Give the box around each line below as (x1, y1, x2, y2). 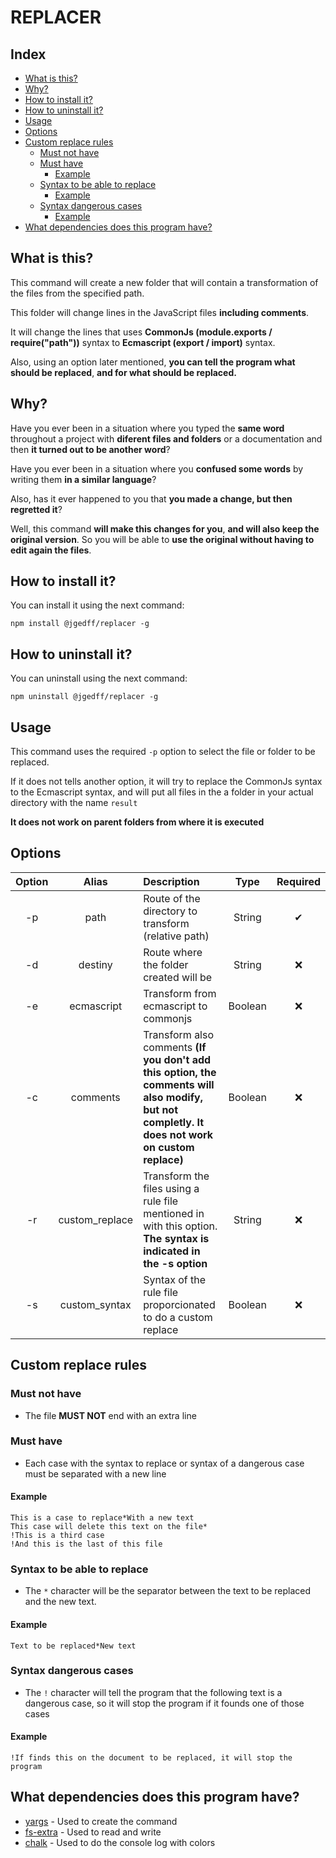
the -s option (143, 1256, 208, 1270)
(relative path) (143, 929, 210, 943)
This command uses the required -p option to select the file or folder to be (10, 746, 316, 758)
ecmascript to (143, 999, 208, 1013)
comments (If (143, 1040, 207, 1054)
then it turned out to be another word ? (10, 443, 171, 455)
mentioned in (143, 1206, 205, 1220)
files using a (143, 1181, 200, 1195)
